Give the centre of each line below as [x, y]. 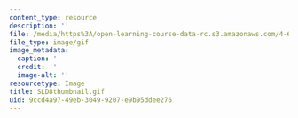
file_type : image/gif [49, 42]
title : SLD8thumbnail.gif [57, 91]
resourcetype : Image [47, 83]
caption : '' [39, 59]
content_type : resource [53, 17]
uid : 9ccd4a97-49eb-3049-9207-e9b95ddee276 [91, 100]
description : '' [39, 26]
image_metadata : [39, 51]
